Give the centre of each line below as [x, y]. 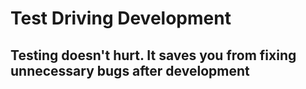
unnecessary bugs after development [130, 70]
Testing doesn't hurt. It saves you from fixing [153, 55]
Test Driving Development [121, 18]
